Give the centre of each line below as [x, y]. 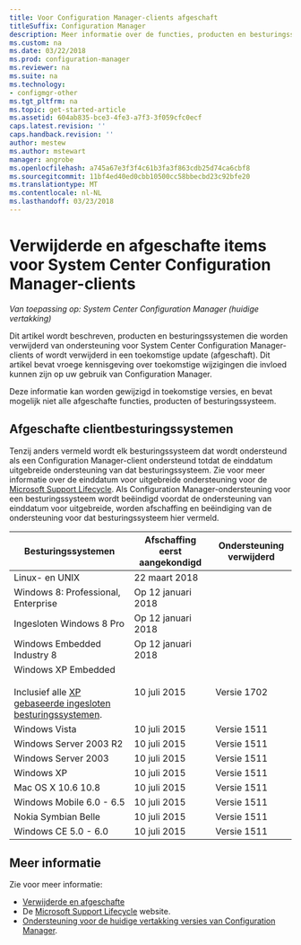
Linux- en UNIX [47, 578]
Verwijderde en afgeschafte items [138, 246]
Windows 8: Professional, [67, 592]
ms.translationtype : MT [54, 185]
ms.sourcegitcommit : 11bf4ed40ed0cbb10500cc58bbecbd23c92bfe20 [130, 176]
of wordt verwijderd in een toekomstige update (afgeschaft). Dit [153, 355]
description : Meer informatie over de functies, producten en [128, 34]
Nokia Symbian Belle [57, 817]
